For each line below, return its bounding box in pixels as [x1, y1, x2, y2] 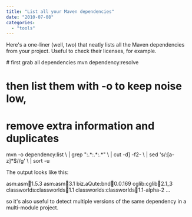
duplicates [6, 131, 59, 145]
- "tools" [11, 25, 35, 31]
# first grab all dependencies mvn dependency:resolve [6, 59, 139, 66]
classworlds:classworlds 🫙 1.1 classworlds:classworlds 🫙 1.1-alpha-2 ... [6, 186, 171, 193]
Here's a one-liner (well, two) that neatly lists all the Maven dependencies [6, 41, 185, 48]
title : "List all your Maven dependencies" [6, 8, 115, 15]
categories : [6, 19, 35, 25]
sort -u [33, 157, 50, 165]
